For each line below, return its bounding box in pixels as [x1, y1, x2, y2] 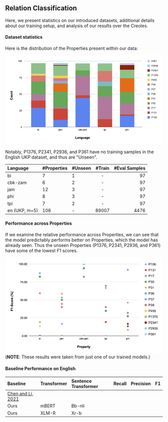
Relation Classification [5, 4, 77, 13]
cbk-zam [7, 179, 27, 185]
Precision [130, 381, 151, 387]
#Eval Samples [113, 165, 146, 171]
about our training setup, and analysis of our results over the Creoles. [5, 23, 148, 29]
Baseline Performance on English [5, 365, 76, 371]
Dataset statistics [5, 34, 43, 40]
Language [7, 165, 29, 171]
